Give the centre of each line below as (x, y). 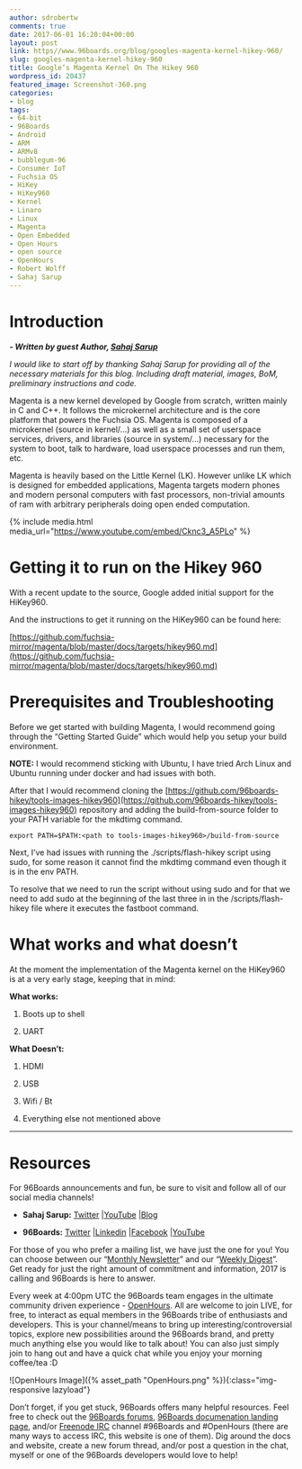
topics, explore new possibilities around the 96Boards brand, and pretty (142, 1334)
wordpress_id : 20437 (48, 77)
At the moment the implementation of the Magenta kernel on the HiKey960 (147, 969)
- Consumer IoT (38, 168)
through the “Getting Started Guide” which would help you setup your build (148, 736)
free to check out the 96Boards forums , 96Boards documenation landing (144, 1417)
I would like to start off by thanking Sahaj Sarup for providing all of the (140, 364)
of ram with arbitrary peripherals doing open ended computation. (130, 504)
